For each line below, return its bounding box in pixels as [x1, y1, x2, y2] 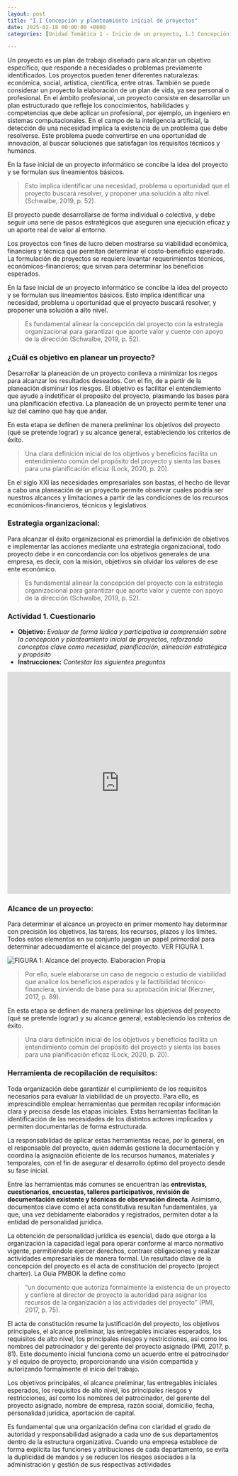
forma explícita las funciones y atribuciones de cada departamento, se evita [7, 1445, 229, 1453]
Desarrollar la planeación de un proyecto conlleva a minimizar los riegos [7, 369, 218, 377]
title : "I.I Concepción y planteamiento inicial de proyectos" [7, 17, 198, 24]
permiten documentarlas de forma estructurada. [7, 1122, 148, 1131]
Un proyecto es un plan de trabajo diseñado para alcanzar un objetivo [7, 56, 211, 65]
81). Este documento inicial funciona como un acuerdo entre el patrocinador [7, 1350, 229, 1358]
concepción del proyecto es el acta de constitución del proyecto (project [7, 1261, 220, 1270]
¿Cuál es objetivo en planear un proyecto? [7, 352, 156, 362]
